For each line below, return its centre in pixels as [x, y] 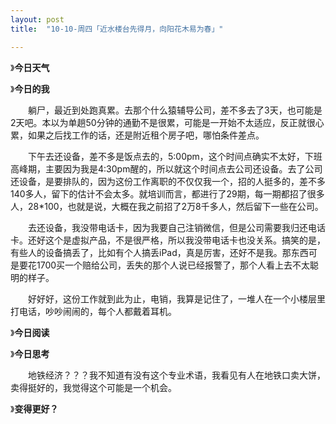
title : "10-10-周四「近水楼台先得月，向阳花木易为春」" [117, 29]
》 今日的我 [30, 88]
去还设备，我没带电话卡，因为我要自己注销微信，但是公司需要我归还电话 [176, 227]
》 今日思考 [30, 353]
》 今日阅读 [30, 332]
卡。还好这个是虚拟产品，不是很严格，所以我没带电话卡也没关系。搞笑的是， [168, 240]
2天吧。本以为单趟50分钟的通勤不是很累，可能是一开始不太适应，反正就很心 [167, 122]
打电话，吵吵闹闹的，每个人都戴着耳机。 [93, 311]
